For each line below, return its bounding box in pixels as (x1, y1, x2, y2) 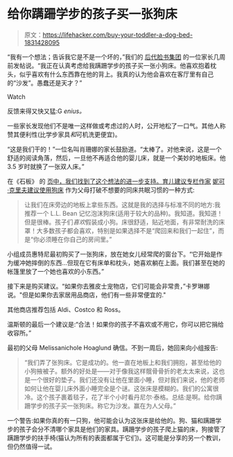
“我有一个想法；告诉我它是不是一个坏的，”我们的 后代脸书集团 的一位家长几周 (7, 53, 226, 61)
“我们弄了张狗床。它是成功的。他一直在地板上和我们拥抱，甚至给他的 (24, 358, 222, 366)
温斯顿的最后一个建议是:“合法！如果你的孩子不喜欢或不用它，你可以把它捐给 (7, 320, 224, 328)
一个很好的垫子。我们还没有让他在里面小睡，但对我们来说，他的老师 (30, 375, 225, 383)
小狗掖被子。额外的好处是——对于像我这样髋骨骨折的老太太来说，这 (24, 367, 219, 375)
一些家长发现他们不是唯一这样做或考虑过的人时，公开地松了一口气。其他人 (7, 121, 220, 130)
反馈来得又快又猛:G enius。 (7, 107, 85, 115)
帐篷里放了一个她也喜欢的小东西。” (7, 267, 105, 275)
